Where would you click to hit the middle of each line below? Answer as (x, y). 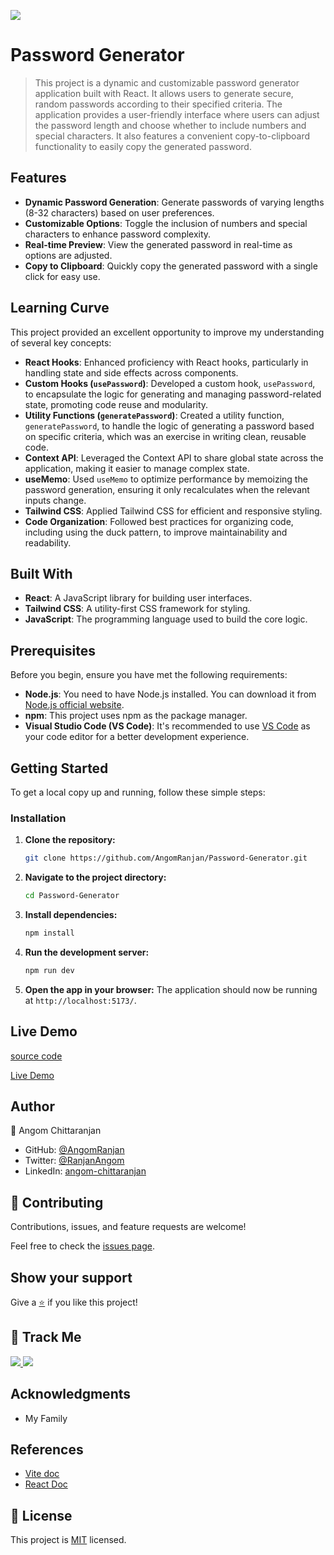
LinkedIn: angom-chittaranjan (85, 1171)
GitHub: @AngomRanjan (74, 1150)
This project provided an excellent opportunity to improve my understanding (167, 332)
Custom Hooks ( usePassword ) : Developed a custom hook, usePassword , (170, 383)
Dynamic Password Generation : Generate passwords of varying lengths (174, 202)
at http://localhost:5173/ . (80, 1000)
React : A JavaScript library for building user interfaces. (138, 598)
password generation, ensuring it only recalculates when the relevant (167, 489)
